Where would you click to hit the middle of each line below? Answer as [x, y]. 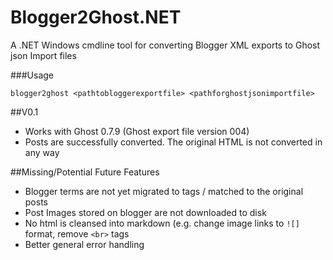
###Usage [32, 75]
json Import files [43, 55]
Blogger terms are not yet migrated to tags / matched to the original [164, 191]
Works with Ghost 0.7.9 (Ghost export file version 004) [137, 131]
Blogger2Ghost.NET [96, 17]
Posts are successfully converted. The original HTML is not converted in [173, 142]
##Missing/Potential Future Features [85, 172]
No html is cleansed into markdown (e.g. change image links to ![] [162, 223]
